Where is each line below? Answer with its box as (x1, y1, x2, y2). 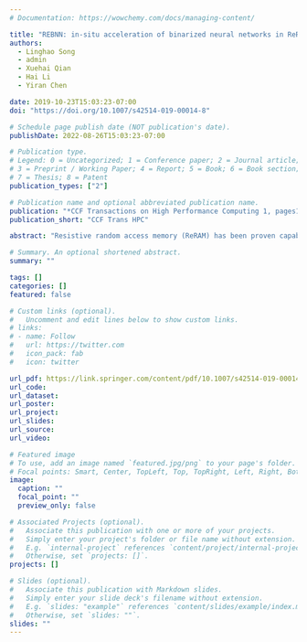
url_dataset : (9, 391, 59, 401)
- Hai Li (17, 72, 51, 82)
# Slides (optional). (9, 577, 92, 586)
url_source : (9, 425, 55, 434)
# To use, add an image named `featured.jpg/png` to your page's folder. (9, 458, 297, 467)
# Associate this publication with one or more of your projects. (9, 526, 276, 535)
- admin (17, 56, 48, 65)
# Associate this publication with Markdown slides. (9, 585, 223, 594)
